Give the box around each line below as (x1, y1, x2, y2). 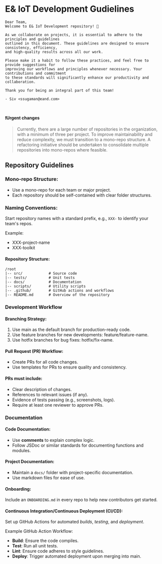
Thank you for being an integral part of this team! (5, 88, 114, 93)
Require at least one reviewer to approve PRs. (12, 402, 104, 408)
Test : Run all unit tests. (12, 543, 58, 549)
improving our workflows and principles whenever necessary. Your (5, 66, 143, 71)
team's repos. (5, 220, 33, 226)
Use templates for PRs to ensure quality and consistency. (12, 364, 127, 370)
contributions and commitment (5, 71, 67, 76)
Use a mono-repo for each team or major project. (12, 187, 111, 193)
